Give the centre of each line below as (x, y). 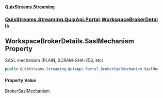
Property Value (21, 80)
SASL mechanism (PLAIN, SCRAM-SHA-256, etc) (54, 60)
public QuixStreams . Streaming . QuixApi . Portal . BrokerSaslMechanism (73, 69)
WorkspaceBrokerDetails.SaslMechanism (70, 41)
